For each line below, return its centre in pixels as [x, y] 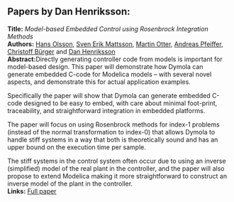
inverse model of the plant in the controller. [70, 184]
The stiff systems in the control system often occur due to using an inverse [117, 161]
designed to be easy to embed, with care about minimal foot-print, [121, 103]
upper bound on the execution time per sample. [77, 147]
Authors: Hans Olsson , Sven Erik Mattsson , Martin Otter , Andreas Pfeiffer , [115, 44]
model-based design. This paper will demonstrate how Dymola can [105, 66]
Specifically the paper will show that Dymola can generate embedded [109, 95]
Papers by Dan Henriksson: [69, 12]
